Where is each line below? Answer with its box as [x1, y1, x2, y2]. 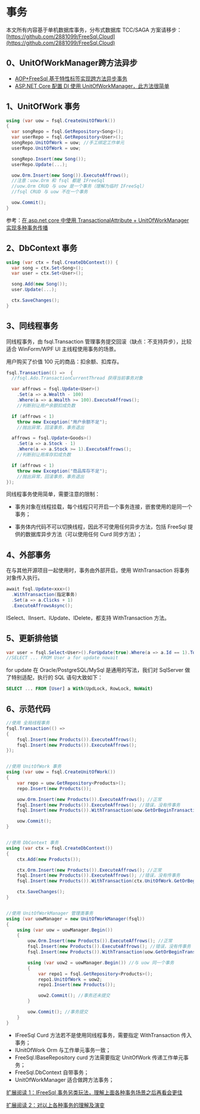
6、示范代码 [6, 703, 51, 714]
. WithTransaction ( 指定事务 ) [11, 592, 77, 598]
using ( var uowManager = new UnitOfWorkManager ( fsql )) [6, 916, 145, 922]
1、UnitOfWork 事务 [6, 102, 80, 112]
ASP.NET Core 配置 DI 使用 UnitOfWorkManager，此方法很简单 [14, 82, 170, 89]
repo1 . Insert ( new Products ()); [37, 982, 116, 988]
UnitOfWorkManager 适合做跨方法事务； [14, 1076, 114, 1083]
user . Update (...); [11, 287, 58, 293]
